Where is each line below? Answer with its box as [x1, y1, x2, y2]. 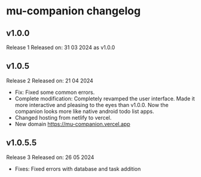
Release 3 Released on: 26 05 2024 [6, 154, 95, 161]
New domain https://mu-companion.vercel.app [14, 120, 130, 127]
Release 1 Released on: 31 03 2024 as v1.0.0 [6, 44, 115, 51]
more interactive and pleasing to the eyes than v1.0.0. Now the [14, 101, 169, 108]
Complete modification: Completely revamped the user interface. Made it [14, 94, 195, 102]
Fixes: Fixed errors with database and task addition [14, 165, 141, 172]
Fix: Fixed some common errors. [14, 89, 95, 96]
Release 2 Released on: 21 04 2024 [6, 77, 94, 84]
